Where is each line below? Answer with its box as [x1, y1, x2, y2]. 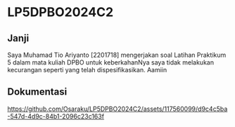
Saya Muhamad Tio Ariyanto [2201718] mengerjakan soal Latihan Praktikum [7, 51, 227, 59]
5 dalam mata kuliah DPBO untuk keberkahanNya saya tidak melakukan [7, 58, 215, 67]
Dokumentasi [7, 86, 68, 98]
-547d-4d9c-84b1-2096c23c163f [7, 112, 104, 120]
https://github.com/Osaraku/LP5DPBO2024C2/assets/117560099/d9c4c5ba [7, 105, 228, 113]
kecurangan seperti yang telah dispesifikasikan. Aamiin [7, 66, 167, 74]
